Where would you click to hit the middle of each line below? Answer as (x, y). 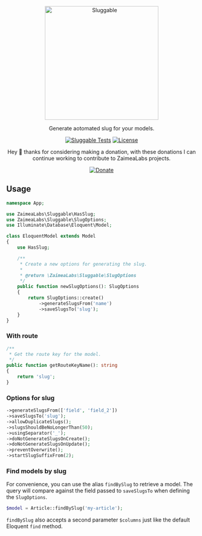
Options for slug (31, 398)
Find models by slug (36, 471)
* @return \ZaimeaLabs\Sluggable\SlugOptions (78, 275)
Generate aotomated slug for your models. (102, 128)
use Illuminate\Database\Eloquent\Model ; (59, 225)
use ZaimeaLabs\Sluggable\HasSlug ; (51, 214)
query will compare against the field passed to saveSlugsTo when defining (98, 491)
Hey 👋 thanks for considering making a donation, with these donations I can (102, 152)
